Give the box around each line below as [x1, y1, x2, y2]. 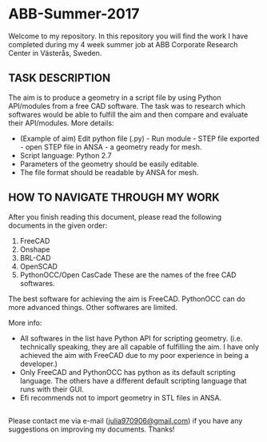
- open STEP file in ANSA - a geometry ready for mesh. [19, 141, 202, 152]
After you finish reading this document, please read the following [8, 212, 222, 221]
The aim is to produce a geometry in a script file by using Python [8, 93, 221, 102]
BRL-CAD [19, 253, 51, 262]
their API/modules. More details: [8, 117, 114, 128]
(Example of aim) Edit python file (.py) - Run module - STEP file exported [19, 133, 260, 143]
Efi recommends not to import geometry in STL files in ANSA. [19, 392, 222, 402]
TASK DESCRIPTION [8, 71, 110, 85]
